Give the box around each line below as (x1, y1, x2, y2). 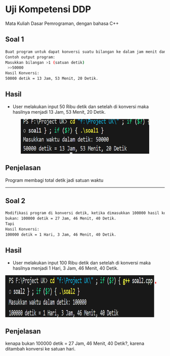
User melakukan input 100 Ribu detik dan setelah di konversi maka (12, 260, 151, 266)
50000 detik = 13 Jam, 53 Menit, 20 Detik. (5, 76, 99, 81)
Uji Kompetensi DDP (5, 4, 91, 15)
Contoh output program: (5, 54, 56, 59)
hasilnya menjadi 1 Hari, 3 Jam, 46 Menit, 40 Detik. (12, 265, 119, 271)
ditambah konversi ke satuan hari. (5, 346, 76, 352)
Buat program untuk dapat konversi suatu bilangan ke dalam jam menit (5, 49, 157, 54)
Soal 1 (5, 35, 24, 44)
